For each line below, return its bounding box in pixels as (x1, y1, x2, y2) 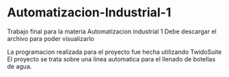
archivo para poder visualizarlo (7, 34, 94, 42)
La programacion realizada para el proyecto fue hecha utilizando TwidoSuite (7, 48, 222, 56)
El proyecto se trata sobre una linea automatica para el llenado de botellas (7, 55, 216, 63)
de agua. (7, 62, 32, 70)
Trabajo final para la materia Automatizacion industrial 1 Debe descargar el (7, 27, 217, 35)
